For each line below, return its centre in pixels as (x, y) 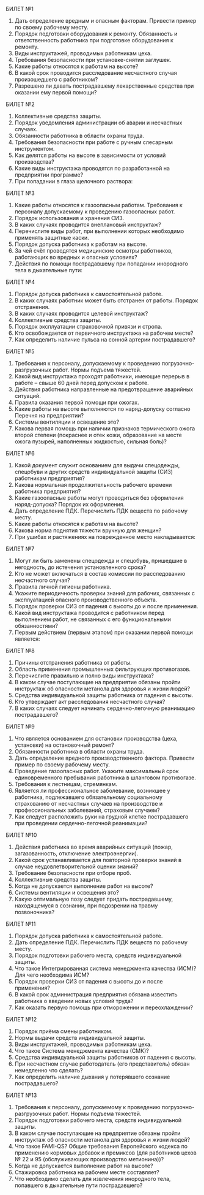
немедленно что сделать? (49, 1070)
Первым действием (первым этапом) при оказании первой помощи (104, 632)
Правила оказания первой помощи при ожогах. (77, 402)
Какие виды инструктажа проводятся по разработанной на (92, 168)
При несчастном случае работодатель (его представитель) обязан (102, 1064)
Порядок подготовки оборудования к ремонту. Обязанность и (96, 34)
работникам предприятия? (49, 478)
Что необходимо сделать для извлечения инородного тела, (93, 1179)
